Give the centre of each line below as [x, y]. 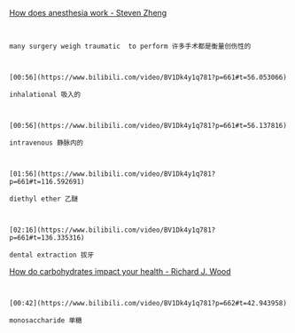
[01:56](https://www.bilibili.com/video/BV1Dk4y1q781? [113, 174]
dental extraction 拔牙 [52, 255]
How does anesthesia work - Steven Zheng [88, 13]
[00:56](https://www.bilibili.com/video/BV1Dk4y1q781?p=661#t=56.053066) [148, 77]
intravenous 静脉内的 [47, 143]
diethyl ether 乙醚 [44, 199]
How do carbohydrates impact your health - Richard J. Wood [120, 271]
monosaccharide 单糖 [46, 321]
